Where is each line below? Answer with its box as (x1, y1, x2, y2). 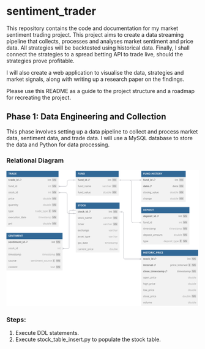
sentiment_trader (6, 4, 97, 18)
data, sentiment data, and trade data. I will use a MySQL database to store (6, 134, 193, 141)
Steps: (6, 315, 26, 324)
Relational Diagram (6, 156, 64, 165)
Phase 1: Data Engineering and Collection (6, 111, 166, 122)
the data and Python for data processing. (6, 141, 110, 148)
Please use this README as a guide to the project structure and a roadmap (6, 87, 195, 94)
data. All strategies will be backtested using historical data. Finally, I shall (6, 44, 190, 51)
